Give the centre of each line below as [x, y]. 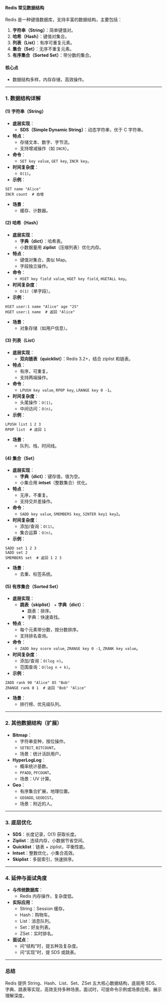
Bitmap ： [22, 735]
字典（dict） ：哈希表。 [42, 241]
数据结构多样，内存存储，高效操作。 [49, 79]
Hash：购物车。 [36, 915]
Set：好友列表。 [36, 927]
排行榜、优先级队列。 [42, 704]
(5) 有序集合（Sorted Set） [33, 586]
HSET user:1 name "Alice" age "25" [42, 307]
